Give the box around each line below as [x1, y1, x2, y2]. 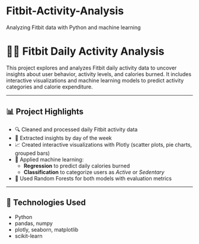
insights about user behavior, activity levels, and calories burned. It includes [6, 70, 191, 78]
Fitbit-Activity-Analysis [6, 4, 124, 18]
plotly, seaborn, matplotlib [14, 226, 79, 233]
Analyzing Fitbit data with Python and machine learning [6, 24, 141, 31]
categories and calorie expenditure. [6, 83, 93, 90]
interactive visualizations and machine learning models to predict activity [6, 77, 184, 84]
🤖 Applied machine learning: [14, 156, 84, 163]
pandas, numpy [14, 220, 53, 227]
